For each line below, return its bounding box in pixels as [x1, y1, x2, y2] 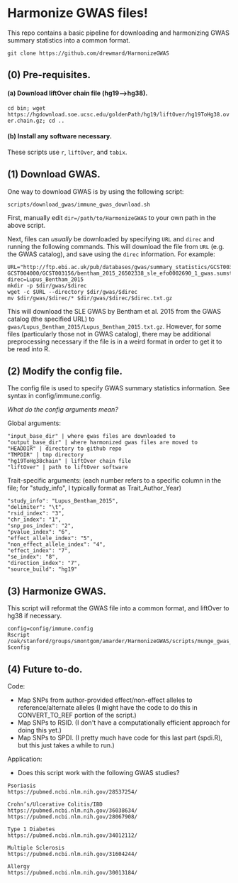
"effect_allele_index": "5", [7, 534, 93, 542]
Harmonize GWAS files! [7, 5, 149, 21]
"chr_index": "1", [7, 516, 62, 523]
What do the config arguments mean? [7, 405, 119, 414]
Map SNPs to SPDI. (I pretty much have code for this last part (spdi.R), [17, 733, 223, 742]
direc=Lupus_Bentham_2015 [7, 275, 84, 283]
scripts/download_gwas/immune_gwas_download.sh [7, 201, 151, 208]
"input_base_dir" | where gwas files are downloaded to [7, 433, 176, 440]
